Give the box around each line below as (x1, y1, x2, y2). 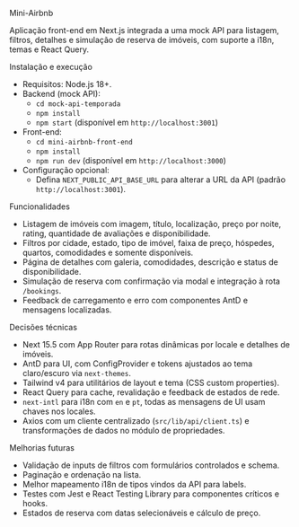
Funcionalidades (9, 201, 70, 212)
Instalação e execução (9, 62, 92, 72)
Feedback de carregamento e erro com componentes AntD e (22, 295, 249, 305)
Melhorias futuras (9, 443, 75, 452)
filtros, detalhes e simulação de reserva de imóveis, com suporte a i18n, (9, 35, 275, 45)
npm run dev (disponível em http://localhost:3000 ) (35, 155, 227, 165)
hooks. (22, 498, 48, 508)
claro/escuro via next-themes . (22, 368, 132, 378)
